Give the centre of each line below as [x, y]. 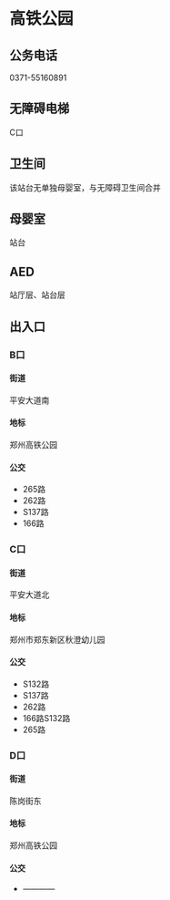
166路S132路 [46, 718]
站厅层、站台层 [37, 295]
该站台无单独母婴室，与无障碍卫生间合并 [85, 187]
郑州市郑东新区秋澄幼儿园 [57, 639]
